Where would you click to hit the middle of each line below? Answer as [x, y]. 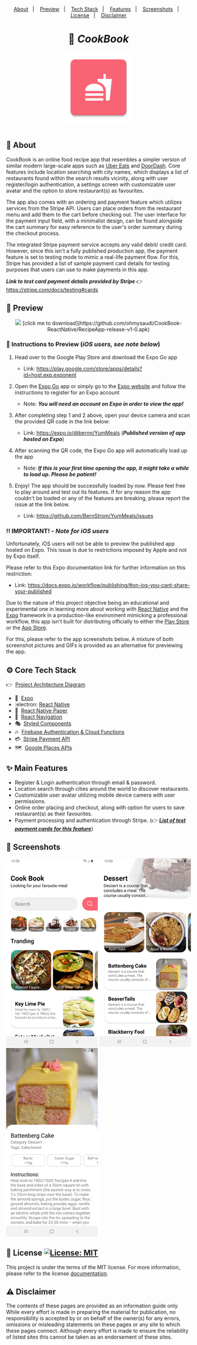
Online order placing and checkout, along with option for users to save [99, 807]
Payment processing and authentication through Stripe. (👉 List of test [100, 820]
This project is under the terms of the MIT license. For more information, [93, 1267]
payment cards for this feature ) [54, 828]
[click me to [37, 323]
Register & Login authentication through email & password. [85, 782]
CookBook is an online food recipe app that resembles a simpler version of [96, 159]
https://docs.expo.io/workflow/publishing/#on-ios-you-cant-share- [109, 585]
